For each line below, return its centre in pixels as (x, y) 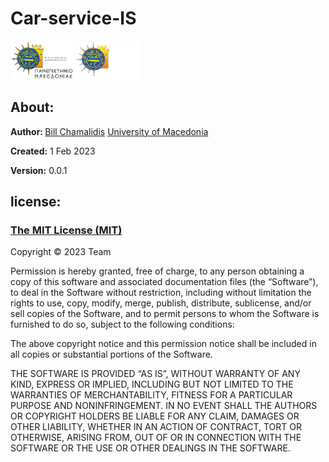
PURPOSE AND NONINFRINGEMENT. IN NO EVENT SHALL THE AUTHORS (164, 406)
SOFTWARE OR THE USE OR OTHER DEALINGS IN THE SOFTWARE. (150, 448)
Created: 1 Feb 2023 (53, 151)
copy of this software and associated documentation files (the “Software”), (164, 282)
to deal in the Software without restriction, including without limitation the (161, 293)
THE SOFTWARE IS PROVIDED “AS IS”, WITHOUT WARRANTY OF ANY (155, 374)
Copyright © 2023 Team (61, 252)
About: (32, 107)
